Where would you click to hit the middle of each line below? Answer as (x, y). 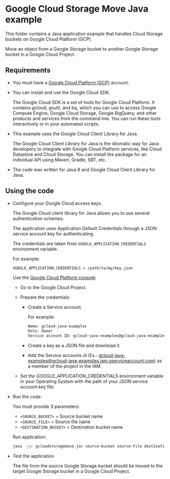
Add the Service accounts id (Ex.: (62, 356)
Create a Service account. (55, 307)
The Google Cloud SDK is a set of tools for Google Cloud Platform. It (84, 102)
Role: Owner (40, 331)
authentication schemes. (38, 218)
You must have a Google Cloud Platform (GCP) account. (71, 82)
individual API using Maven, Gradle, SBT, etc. (59, 159)
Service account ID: (49, 336)
